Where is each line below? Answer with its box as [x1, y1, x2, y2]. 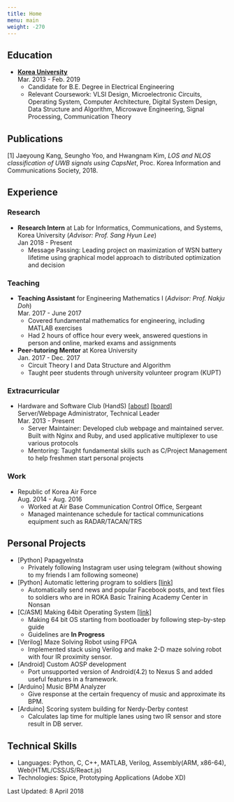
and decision [27, 261, 65, 269]
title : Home [7, 10, 42, 18]
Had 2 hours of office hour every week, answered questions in [27, 331, 208, 340]
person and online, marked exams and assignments [27, 338, 177, 347]
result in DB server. [27, 719, 83, 728]
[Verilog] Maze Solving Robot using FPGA [17, 638, 138, 647]
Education [7, 49, 53, 61]
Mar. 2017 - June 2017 [17, 309, 82, 317]
